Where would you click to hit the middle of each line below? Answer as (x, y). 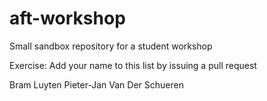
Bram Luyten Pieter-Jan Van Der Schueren (96, 84)
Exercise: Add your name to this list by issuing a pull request (133, 65)
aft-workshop (67, 18)
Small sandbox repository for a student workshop (111, 46)
